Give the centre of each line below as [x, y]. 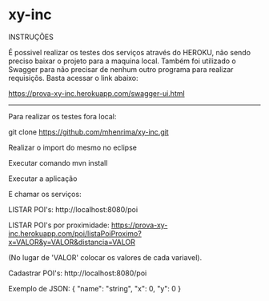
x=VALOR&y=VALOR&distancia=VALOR [72, 242]
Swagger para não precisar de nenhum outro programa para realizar [121, 69]
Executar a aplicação [43, 179]
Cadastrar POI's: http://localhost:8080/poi [78, 273]
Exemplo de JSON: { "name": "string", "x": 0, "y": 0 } [95, 288]
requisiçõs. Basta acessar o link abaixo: [73, 78]
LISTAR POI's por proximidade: [59, 225]
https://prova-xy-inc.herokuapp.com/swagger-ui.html [97, 93]
